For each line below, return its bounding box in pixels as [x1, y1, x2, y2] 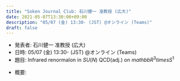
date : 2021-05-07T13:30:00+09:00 [6, 14, 87, 20]
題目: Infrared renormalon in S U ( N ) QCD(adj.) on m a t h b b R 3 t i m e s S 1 [14, 55, 175, 63]
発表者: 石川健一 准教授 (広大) [14, 41, 86, 48]
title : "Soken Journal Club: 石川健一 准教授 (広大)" [6, 8, 132, 15]
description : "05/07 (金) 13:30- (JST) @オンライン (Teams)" [6, 19, 153, 25]
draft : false [6, 24, 38, 31]
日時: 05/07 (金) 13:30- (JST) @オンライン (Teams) [14, 49, 137, 56]
